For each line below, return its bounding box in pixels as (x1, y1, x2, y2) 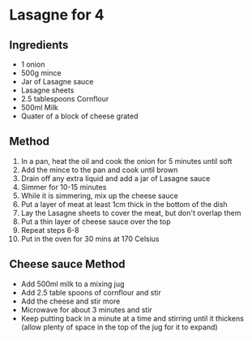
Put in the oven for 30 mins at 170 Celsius (20, 234, 160, 243)
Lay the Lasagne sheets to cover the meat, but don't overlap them (20, 208, 241, 217)
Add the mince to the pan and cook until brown (20, 165, 178, 174)
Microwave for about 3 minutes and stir (20, 304, 152, 314)
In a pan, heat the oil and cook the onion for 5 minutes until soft (20, 156, 233, 166)
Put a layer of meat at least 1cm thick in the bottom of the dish (20, 199, 228, 209)
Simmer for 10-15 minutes (20, 182, 107, 192)
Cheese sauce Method (9, 257, 126, 271)
